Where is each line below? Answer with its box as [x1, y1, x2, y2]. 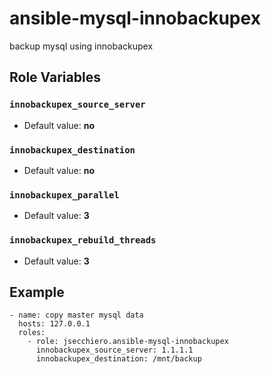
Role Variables [9, 69, 101, 86]
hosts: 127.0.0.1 [18, 319, 91, 329]
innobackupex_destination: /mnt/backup [35, 354, 202, 364]
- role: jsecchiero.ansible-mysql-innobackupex [27, 337, 229, 347]
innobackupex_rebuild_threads [9, 235, 157, 246]
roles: [18, 328, 46, 338]
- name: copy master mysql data [9, 310, 144, 321]
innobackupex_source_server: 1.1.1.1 [35, 345, 194, 356]
